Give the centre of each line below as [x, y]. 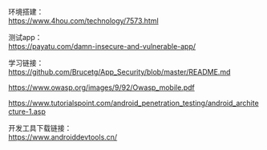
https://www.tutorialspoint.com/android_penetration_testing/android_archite [133, 103]
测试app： [25, 37]
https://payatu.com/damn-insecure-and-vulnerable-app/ [102, 46]
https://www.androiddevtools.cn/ [63, 137]
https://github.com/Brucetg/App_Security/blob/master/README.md [119, 72]
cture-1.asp [27, 111]
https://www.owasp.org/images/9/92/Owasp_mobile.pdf [101, 87]
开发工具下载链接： [40, 128]
